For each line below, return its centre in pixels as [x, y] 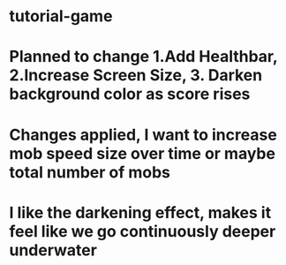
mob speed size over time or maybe [143, 153]
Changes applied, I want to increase [143, 135]
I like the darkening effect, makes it [140, 212]
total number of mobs [90, 172]
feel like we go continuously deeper [143, 231]
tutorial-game [61, 16]
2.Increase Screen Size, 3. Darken [136, 76]
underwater [53, 250]
